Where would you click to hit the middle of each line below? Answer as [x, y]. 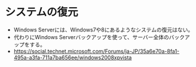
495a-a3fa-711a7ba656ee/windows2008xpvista [73, 58]
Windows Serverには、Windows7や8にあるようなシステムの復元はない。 [103, 30]
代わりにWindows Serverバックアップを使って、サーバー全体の [91, 37]
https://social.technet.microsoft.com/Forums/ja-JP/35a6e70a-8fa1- [97, 51]
